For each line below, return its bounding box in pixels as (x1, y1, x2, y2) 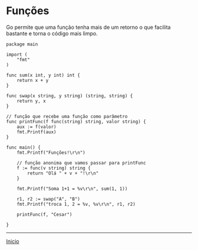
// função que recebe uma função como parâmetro (6, 113, 128, 119)
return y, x (16, 98, 46, 104)
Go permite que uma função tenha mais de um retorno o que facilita (6, 24, 171, 31)
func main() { (6, 144, 41, 150)
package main (6, 41, 38, 47)
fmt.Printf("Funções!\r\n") (16, 149, 85, 156)
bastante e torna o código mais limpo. (6, 29, 98, 37)
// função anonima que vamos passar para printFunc (16, 160, 146, 166)
